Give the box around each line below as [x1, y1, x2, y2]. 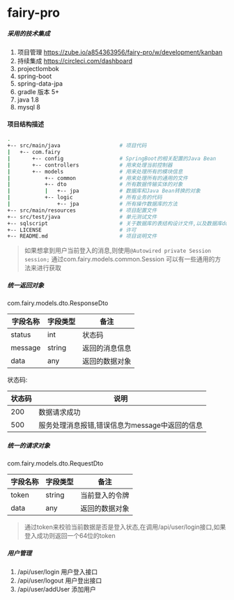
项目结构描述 [7, 120, 44, 128]
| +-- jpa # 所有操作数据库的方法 [7, 201, 178, 208]
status [10, 330, 31, 339]
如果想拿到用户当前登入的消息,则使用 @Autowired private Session [24, 246, 211, 255]
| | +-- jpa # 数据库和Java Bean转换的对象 [7, 187, 201, 194]
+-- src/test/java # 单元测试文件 [7, 213, 157, 220]
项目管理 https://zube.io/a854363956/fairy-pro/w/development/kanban [17, 48, 223, 56]
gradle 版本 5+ [17, 88, 60, 96]
